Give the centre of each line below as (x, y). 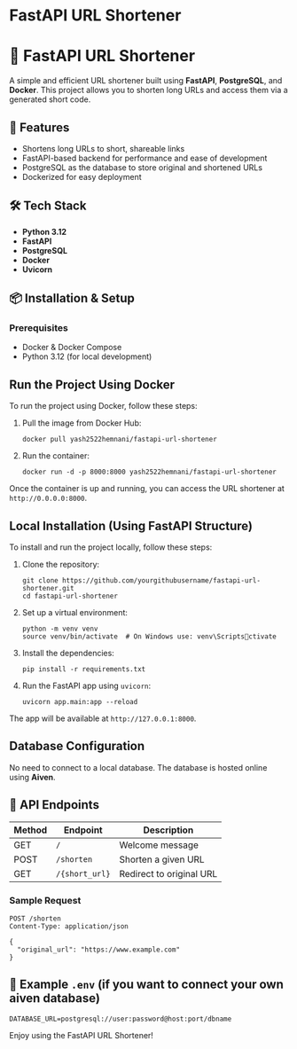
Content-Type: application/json (69, 926)
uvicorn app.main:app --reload (80, 702)
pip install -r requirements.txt (84, 669)
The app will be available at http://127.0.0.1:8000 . (103, 718)
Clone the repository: (61, 565)
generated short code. (50, 99)
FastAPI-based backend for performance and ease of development (145, 158)
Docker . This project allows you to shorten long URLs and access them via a (148, 90)
